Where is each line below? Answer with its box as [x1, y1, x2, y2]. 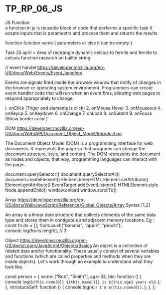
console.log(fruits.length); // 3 [5, 228, 67, 234]
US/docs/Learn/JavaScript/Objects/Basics [5, 243, 92, 249]
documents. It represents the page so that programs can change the [5, 145, 146, 151]
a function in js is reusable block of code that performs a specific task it [5, 24, 153, 30]
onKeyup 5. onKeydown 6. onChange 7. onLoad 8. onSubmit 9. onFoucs [5, 110, 152, 116]
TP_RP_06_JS [5, 3, 63, 14]
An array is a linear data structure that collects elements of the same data [5, 212, 156, 218]
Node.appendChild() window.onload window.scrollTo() [5, 187, 117, 193]
